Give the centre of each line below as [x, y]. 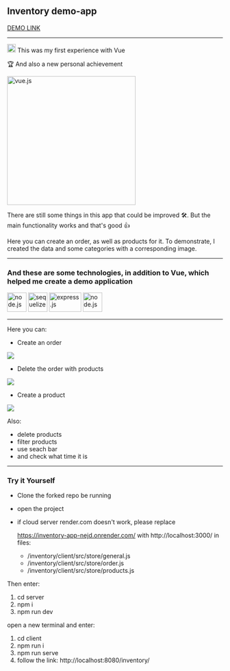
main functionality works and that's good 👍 [68, 225]
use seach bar [37, 449]
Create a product [41, 395]
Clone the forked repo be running [64, 496]
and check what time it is [52, 457]
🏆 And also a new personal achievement [65, 64]
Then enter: [24, 584]
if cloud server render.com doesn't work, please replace [96, 522]
